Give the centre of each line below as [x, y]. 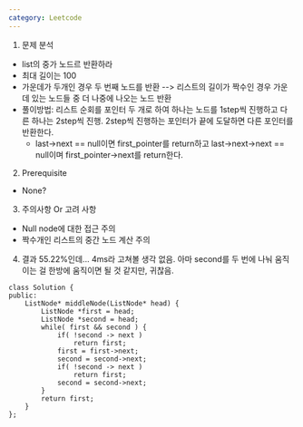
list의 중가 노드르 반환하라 [67, 63]
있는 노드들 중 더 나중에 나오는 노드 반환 [102, 98]
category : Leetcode [45, 18]
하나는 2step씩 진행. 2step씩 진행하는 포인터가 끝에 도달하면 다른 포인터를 [162, 121]
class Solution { [41, 287]
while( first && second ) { [94, 327]
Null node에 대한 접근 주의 [68, 228]
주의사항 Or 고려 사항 [59, 209]
